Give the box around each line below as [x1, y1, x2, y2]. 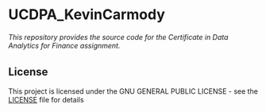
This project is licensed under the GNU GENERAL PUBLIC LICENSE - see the [8, 86, 258, 96]
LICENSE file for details [8, 95, 85, 104]
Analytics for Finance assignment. [8, 41, 121, 50]
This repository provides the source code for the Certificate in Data [8, 32, 229, 41]
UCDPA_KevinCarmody [8, 6, 165, 24]
